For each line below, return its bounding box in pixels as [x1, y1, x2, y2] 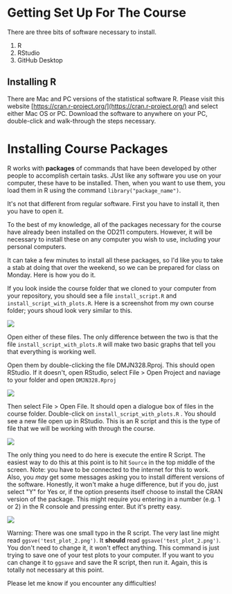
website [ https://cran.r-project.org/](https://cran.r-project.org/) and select [7, 102, 218, 110]
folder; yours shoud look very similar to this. [7, 306, 133, 314]
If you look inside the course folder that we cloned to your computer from [7, 284, 217, 292]
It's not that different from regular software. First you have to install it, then [7, 199, 220, 207]
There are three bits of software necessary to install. [7, 28, 157, 36]
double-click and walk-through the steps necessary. [7, 117, 157, 125]
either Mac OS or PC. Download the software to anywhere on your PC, [7, 109, 208, 117]
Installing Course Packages [7, 141, 168, 157]
